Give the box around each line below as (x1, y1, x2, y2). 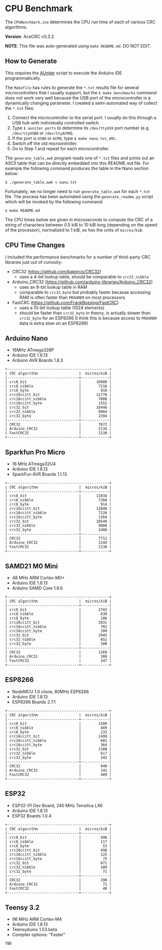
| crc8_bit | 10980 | (5, 380, 112, 384)
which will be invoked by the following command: (5, 199, 103, 205)
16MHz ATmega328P (12, 347, 54, 353)
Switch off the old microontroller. (12, 140, 78, 146)
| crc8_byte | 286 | (5, 616, 112, 621)
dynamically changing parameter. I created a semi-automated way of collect (5, 100, 158, 106)
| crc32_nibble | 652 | (5, 637, 112, 642)
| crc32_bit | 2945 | (5, 633, 112, 638)
